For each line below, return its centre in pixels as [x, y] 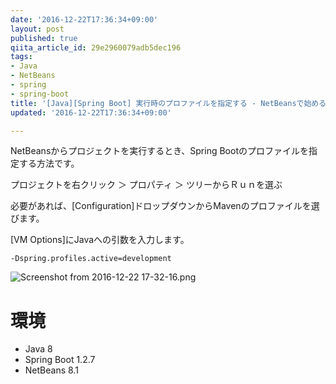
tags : [21, 57]
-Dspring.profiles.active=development [91, 259]
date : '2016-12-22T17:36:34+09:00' [84, 19]
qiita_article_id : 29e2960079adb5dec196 [96, 47]
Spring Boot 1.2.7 [60, 360]
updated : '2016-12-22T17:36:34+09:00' [91, 112]
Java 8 [38, 349]
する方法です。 [49, 163]
